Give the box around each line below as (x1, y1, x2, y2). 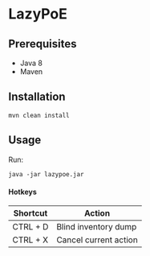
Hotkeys (8, 187, 38, 197)
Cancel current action (55, 234, 138, 246)
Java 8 (19, 58, 43, 68)
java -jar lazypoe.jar (8, 170, 84, 178)
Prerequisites (8, 37, 77, 51)
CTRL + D (12, 221, 49, 232)
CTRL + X (12, 234, 49, 246)
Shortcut (13, 207, 48, 218)
